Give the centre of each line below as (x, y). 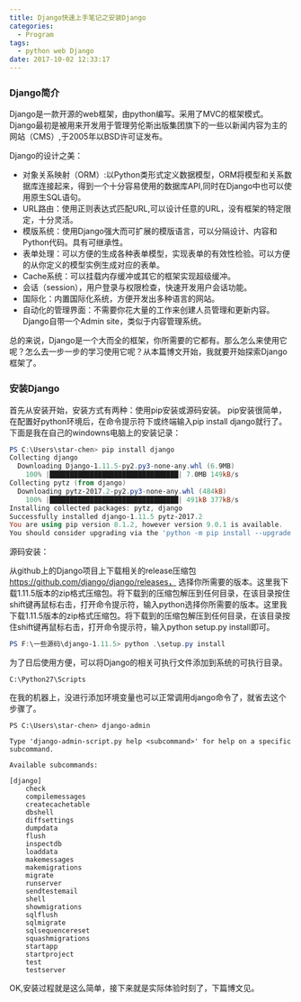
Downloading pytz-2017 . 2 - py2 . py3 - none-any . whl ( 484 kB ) (122, 491)
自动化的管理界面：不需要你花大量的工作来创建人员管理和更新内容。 (148, 310)
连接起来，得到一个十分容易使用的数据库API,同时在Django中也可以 (161, 187)
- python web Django (56, 51)
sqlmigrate (46, 923)
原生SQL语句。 (58, 197)
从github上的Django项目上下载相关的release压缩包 (103, 571)
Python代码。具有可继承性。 (75, 242)
